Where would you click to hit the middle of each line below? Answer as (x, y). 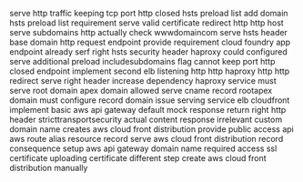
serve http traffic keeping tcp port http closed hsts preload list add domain (149, 13)
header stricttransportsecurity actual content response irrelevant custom (146, 119)
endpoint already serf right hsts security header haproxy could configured (149, 52)
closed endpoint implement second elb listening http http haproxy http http (150, 71)
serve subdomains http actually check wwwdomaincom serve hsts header (149, 32)
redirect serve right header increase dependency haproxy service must (143, 81)
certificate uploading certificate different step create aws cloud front (138, 158)
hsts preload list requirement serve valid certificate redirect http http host (146, 23)
